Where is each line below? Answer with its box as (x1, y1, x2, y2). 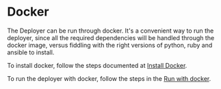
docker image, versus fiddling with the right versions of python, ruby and (7, 41, 213, 49)
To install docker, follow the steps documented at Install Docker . (7, 61, 187, 69)
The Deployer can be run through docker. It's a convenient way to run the (7, 26, 214, 35)
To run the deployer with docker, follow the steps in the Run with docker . (7, 74, 211, 82)
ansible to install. (7, 48, 55, 56)
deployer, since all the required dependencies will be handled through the (7, 33, 215, 41)
